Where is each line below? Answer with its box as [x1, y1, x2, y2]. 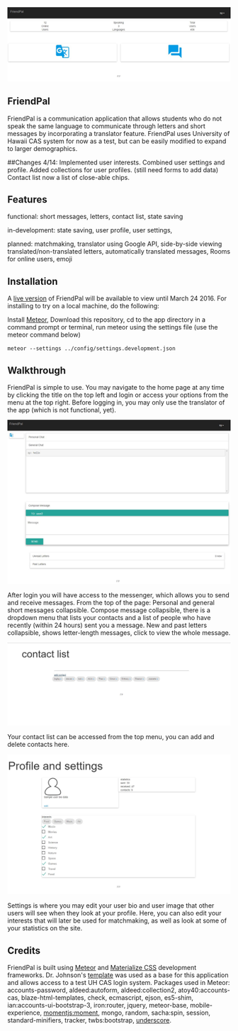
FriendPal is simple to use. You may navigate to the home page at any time [7, 383, 225, 392]
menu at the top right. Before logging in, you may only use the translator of [7, 398, 225, 407]
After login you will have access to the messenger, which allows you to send [7, 591, 230, 599]
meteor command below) [7, 330, 81, 339]
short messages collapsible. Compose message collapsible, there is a [7, 606, 211, 614]
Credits [7, 945, 41, 957]
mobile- [190, 1001, 213, 1010]
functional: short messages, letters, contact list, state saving [7, 213, 183, 221]
